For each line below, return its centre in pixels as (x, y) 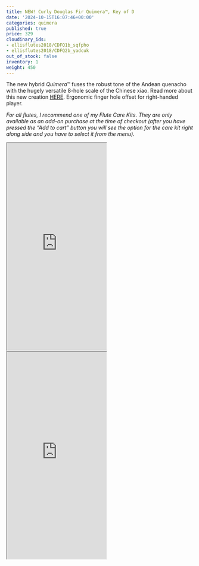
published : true (26, 28)
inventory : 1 (22, 62)
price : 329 (20, 34)
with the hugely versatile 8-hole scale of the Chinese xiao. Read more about (99, 91)
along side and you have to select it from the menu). (71, 134)
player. (14, 104)
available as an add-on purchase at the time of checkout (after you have (96, 121)
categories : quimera (32, 23)
